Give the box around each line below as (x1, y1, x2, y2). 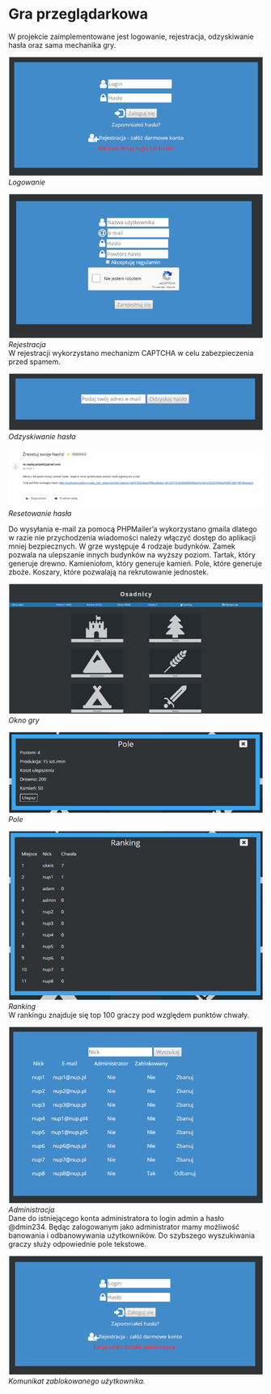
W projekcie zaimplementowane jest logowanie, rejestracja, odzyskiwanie (8, 32, 254, 41)
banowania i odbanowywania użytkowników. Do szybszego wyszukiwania (8, 1231, 256, 1240)
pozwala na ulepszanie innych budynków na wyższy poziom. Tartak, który (8, 550, 256, 560)
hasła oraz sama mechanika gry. (8, 40, 116, 49)
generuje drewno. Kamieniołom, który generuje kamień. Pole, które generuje (8, 559, 263, 569)
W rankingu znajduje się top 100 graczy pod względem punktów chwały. (8, 1010, 250, 1019)
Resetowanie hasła (8, 509, 72, 519)
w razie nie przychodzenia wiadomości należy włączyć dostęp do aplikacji (8, 533, 256, 543)
